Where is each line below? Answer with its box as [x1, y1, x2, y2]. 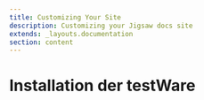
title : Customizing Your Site [9, 12, 122, 22]
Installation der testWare [9, 76, 196, 96]
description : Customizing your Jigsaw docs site [9, 21, 193, 30]
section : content [9, 37, 74, 47]
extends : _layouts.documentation [9, 29, 134, 38]
